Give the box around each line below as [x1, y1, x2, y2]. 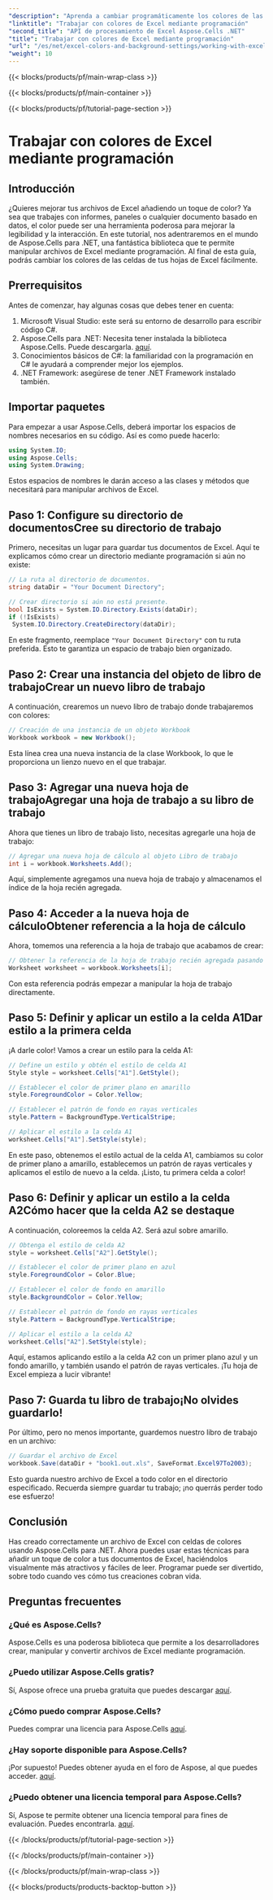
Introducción [8, 181, 76, 195]
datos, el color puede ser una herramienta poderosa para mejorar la [8, 221, 236, 230]
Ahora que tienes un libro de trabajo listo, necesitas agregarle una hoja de [8, 828, 256, 837]
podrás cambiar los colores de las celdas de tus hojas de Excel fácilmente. [8, 256, 258, 264]
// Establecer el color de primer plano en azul [8, 1263, 176, 1272]
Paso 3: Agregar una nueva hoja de [8, 780, 189, 794]
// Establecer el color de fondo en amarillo [8, 1286, 165, 1294]
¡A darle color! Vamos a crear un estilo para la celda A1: [8, 1045, 193, 1055]
